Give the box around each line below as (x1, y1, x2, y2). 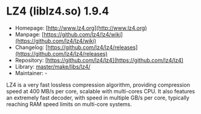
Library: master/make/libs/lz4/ (15, 62, 91, 70)
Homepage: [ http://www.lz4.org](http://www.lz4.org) (15, 24, 147, 32)
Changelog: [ (15, 44, 48, 51)
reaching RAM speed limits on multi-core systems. (6, 100, 132, 107)
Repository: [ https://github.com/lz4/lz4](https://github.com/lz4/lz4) (15, 56, 183, 64)
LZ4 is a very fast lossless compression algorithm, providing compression (6, 81, 191, 89)
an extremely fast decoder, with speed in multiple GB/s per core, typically (6, 94, 189, 101)
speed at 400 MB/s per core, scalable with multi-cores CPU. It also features (6, 87, 196, 95)
